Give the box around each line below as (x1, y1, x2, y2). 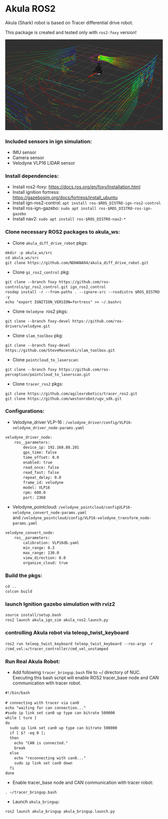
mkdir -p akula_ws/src (5, 250, 52, 255)
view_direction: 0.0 (23, 555, 66, 560)
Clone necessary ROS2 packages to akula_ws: (5, 228, 120, 236)
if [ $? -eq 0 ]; (9, 731, 46, 736)
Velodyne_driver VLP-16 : (12, 419, 65, 425)
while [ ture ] (5, 716, 37, 721)
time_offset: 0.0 (23, 455, 59, 460)
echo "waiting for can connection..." (5, 706, 86, 711)
